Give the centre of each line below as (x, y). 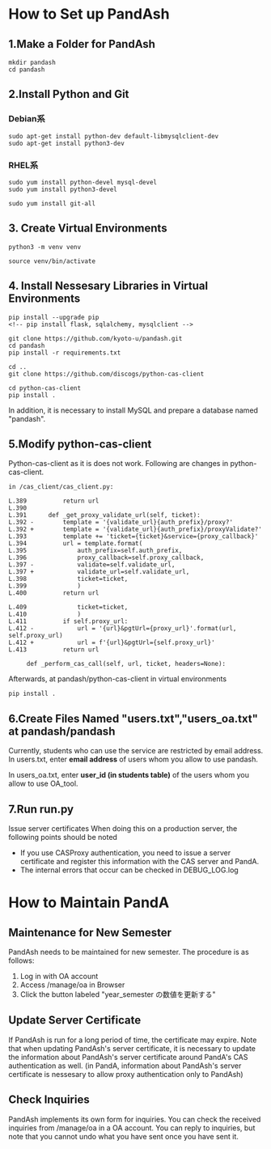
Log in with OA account (59, 977)
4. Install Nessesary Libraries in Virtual (108, 286)
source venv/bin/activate (52, 261)
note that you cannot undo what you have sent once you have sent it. (123, 1136)
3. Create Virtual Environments (88, 229)
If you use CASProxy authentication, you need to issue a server (125, 853)
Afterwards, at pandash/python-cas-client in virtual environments (118, 679)
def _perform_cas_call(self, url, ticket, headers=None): (126, 664)
